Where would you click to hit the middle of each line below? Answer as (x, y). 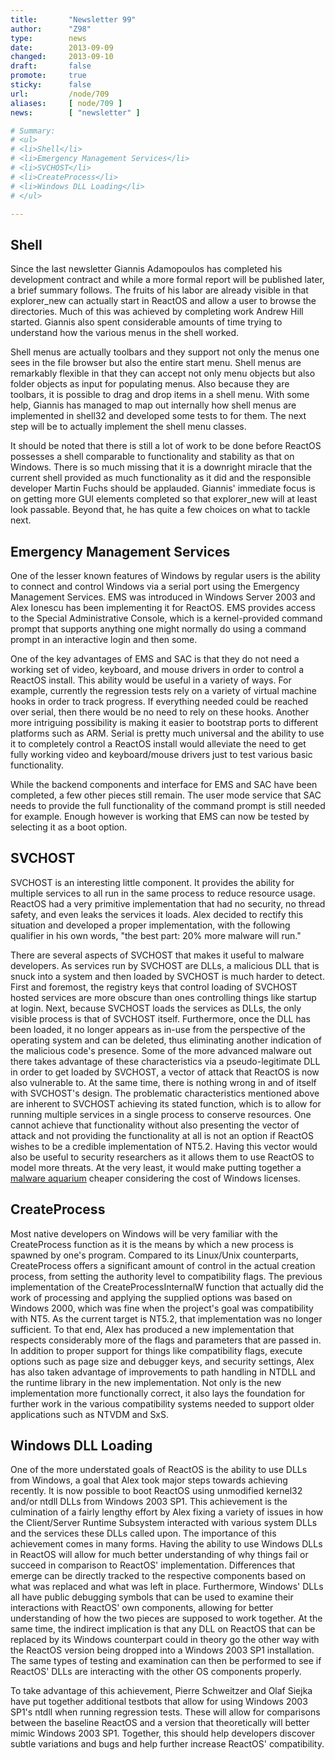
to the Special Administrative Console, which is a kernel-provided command (166, 618)
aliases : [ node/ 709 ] (66, 103)
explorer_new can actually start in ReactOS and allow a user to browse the (163, 301)
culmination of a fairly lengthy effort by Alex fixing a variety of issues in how (167, 1512)
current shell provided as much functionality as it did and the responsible (161, 478)
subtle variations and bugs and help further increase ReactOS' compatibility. (167, 1744)
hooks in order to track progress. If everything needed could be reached (159, 701)
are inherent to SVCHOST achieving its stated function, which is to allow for (166, 1103)
